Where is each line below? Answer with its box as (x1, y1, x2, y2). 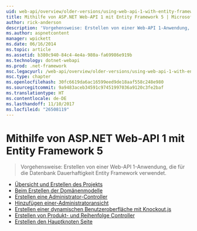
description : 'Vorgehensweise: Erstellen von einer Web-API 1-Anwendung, (6, 25, 191, 31)
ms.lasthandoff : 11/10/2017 (6, 101, 75, 107)
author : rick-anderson (6, 19, 62, 25)
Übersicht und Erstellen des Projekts (14, 181, 103, 188)
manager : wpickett (6, 36, 51, 42)
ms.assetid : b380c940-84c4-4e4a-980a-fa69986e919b (6, 52, 133, 58)
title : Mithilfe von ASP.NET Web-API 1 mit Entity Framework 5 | (6, 14, 169, 20)
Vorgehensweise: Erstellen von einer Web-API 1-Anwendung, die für (20, 163, 185, 170)
